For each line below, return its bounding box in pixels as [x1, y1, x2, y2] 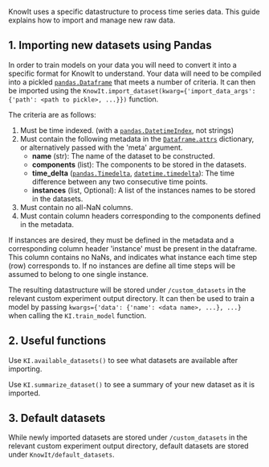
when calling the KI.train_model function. [8, 310, 147, 320]
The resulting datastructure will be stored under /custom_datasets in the [8, 285, 247, 295]
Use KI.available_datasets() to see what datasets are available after [8, 355, 238, 365]
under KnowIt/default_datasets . [8, 450, 115, 460]
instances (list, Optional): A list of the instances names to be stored [31, 185, 255, 195]
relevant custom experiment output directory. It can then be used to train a [8, 293, 255, 303]
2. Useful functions [8, 334, 107, 348]
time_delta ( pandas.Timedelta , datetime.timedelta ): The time [31, 168, 235, 178]
